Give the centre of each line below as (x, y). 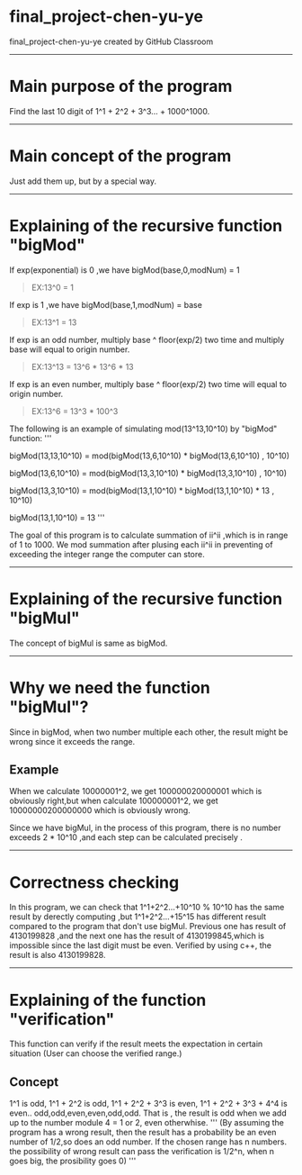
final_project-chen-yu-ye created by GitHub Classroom (111, 41)
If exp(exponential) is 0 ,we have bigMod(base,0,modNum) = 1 (124, 270)
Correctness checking (94, 882)
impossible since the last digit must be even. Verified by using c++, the (141, 945)
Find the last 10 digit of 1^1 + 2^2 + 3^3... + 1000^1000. (110, 111)
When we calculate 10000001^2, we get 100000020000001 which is (136, 791)
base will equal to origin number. (70, 349)
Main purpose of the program (121, 86)
